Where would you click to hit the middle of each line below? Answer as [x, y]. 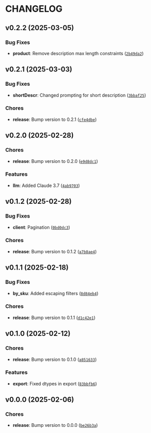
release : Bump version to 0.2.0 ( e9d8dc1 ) [55, 161]
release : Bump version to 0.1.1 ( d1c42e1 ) [54, 318]
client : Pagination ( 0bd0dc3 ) [41, 227]
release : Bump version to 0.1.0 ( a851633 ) [55, 359]
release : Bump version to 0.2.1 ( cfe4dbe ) [55, 119]
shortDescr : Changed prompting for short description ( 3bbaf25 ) [79, 95]
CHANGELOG [34, 9]
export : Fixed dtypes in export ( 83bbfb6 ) [55, 383]
